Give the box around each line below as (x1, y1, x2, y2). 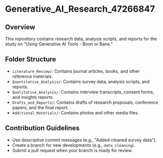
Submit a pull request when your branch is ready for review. (12, 147, 133, 153)
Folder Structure (5, 55, 56, 64)
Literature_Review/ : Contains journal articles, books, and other (12, 68, 140, 74)
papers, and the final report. (12, 104, 69, 111)
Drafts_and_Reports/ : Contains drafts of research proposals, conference (12, 99, 159, 105)
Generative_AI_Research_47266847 (5, 3, 155, 15)
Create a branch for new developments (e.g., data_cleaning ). (12, 142, 136, 148)
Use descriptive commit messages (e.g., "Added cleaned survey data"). (12, 137, 157, 143)
